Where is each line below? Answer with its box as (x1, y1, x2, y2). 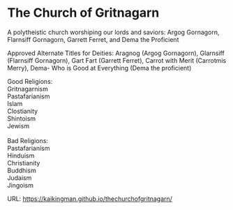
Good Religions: (7, 77, 53, 85)
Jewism (7, 121, 30, 130)
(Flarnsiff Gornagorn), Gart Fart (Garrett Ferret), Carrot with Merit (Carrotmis (7, 56, 227, 64)
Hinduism (7, 151, 35, 160)
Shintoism (7, 114, 36, 123)
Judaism (7, 173, 32, 182)
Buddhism (7, 166, 36, 174)
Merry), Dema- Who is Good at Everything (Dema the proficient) (7, 63, 192, 72)
